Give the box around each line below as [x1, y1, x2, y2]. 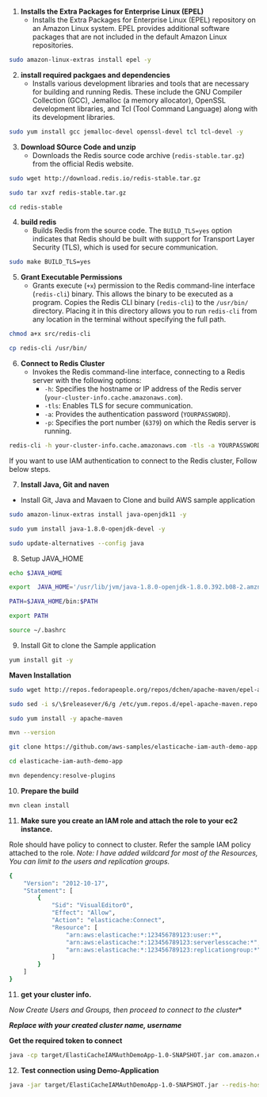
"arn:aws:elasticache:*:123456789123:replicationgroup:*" [65, 945, 261, 954]
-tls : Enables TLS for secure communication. [44, 401, 193, 410]
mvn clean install [9, 802, 70, 809]
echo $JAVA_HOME [9, 569, 63, 577]
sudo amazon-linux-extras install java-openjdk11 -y [9, 510, 187, 519]
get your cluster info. [20, 989, 92, 999]
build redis [20, 218, 57, 227]
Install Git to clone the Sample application [20, 640, 157, 650]
